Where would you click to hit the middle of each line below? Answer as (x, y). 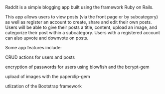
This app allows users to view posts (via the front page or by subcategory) (82, 17)
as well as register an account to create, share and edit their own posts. (79, 22)
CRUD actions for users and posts (40, 57)
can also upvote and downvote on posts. (47, 38)
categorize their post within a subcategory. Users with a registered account (83, 33)
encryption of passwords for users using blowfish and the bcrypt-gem (77, 67)
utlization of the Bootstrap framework (44, 86)
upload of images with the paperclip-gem (48, 76)
